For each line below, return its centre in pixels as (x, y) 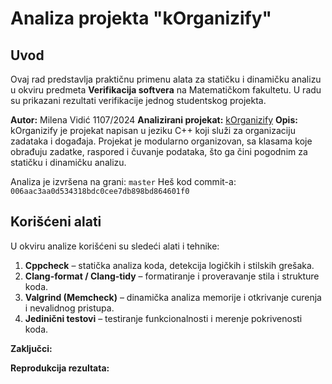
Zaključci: (31, 348)
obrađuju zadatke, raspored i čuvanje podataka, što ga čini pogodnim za (159, 151)
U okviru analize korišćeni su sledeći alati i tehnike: (115, 246)
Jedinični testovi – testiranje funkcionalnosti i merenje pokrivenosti (163, 318)
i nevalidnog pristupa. (69, 308)
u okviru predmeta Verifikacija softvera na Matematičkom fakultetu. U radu (166, 90)
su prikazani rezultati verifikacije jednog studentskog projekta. (138, 100)
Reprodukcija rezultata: (60, 368)
